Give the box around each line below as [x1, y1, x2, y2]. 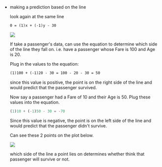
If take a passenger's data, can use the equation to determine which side [9, 41, 158, 47]
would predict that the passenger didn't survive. [9, 122, 107, 129]
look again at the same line [9, 14, 64, 19]
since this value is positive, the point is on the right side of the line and [9, 79, 152, 85]
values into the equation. [9, 99, 60, 105]
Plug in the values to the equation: [9, 61, 79, 67]
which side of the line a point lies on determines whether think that [9, 151, 145, 157]
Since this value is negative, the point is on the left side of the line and [9, 118, 151, 123]
